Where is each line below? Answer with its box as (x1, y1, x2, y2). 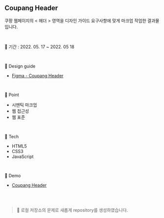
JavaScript (11, 154, 34, 159)
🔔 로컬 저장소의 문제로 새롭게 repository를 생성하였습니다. (16, 207, 128, 213)
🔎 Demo (4, 172, 21, 179)
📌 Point (4, 92, 19, 97)
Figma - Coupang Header (11, 72, 64, 78)
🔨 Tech (4, 133, 19, 139)
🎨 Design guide (4, 63, 35, 69)
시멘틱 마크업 (11, 102, 37, 108)
